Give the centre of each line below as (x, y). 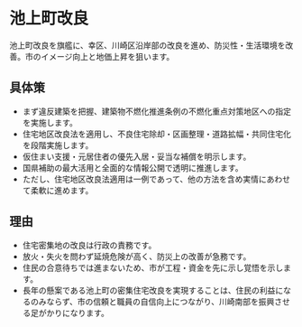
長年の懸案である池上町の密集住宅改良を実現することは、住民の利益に (153, 290)
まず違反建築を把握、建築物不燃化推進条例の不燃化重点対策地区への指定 (156, 111)
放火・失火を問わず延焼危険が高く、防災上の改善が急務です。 (137, 256)
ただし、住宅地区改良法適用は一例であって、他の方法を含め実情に (145, 179)
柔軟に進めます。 (62, 190)
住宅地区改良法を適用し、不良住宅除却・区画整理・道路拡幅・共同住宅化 (156, 134)
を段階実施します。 (58, 145)
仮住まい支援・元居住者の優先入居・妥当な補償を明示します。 (137, 156)
